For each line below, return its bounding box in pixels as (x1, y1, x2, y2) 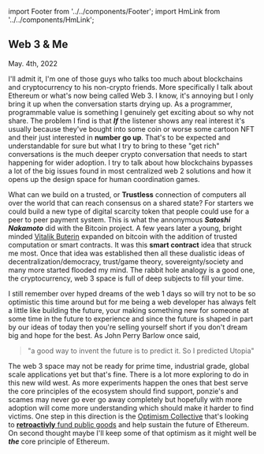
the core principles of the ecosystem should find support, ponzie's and (8, 386, 239, 396)
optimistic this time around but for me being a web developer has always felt (8, 297, 256, 307)
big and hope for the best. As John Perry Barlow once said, (8, 330, 201, 340)
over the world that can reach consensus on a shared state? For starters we (8, 198, 254, 207)
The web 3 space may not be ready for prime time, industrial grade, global (8, 361, 250, 370)
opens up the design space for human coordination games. (8, 174, 200, 184)
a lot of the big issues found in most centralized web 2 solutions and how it (8, 166, 251, 176)
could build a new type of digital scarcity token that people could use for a (8, 207, 250, 216)
